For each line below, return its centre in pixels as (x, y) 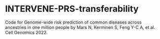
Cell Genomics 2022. (26, 32)
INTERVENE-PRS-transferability (72, 9)
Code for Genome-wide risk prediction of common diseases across (73, 22)
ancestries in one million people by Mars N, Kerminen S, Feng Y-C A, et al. (80, 27)
